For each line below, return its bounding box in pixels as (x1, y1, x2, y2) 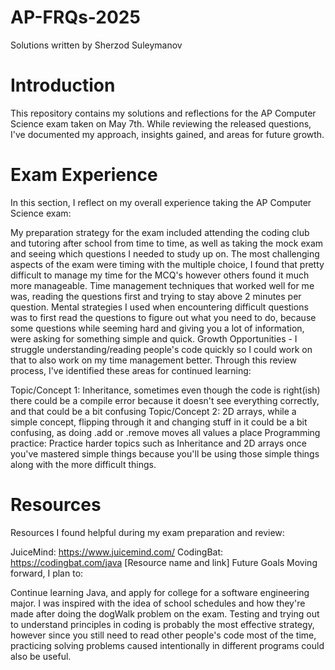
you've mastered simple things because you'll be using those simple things (10, 447, 320, 460)
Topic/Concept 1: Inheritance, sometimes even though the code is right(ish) (10, 384, 321, 396)
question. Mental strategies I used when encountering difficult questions (10, 301, 309, 313)
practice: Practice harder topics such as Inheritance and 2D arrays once (10, 437, 307, 449)
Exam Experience (10, 164, 158, 186)
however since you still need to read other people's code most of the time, (10, 629, 317, 641)
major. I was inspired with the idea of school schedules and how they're (10, 597, 306, 609)
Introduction (10, 74, 116, 97)
